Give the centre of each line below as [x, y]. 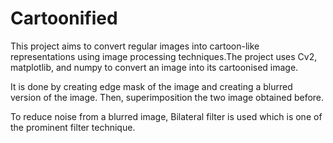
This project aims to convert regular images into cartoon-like [135, 46]
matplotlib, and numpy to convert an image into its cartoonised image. [154, 67]
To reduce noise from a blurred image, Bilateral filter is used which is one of [166, 116]
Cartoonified [64, 18]
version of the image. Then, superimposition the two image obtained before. [167, 97]
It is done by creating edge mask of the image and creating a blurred [151, 86]
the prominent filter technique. [73, 127]
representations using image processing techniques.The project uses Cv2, [164, 56]
